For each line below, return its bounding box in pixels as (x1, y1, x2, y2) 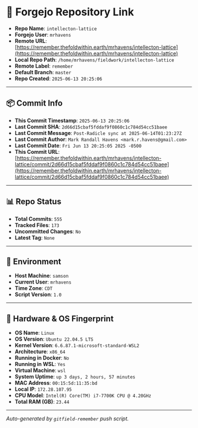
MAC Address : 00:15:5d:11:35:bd (14, 380, 98, 387)
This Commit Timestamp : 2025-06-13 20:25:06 (14, 117, 130, 124)
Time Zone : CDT (14, 285, 53, 292)
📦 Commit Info (6, 98, 63, 108)
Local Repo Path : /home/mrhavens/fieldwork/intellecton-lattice (14, 56, 174, 63)
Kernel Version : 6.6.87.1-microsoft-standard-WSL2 (14, 342, 140, 349)
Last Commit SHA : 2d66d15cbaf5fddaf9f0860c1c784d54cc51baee (14, 123, 168, 130)
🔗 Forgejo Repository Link (6, 5, 134, 19)
